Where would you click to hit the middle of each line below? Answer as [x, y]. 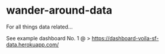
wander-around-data [59, 10]
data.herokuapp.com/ [33, 45]
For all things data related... [39, 27]
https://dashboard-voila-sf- [125, 38]
